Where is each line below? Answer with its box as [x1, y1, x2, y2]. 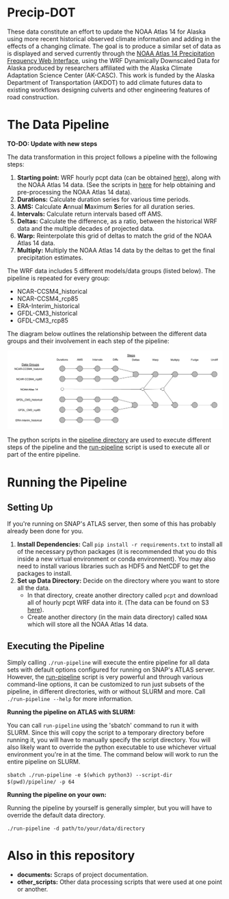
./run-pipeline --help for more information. [7, 695, 133, 703]
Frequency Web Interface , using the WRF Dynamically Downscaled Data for [7, 56, 220, 64]
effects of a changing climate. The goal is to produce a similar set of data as [7, 42, 221, 50]
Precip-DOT [7, 5, 76, 21]
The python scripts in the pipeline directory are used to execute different [7, 436, 212, 444]
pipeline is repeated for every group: [7, 274, 110, 282]
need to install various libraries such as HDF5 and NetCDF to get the [16, 562, 210, 570]
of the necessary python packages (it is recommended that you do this [16, 548, 217, 556]
